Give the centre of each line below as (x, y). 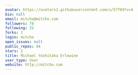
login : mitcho (20, 37)
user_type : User (22, 60)
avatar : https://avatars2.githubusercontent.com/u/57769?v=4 (69, 10)
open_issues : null (24, 42)
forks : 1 (14, 33)
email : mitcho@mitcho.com (32, 19)
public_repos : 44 (23, 46)
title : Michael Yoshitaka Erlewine (42, 56)
